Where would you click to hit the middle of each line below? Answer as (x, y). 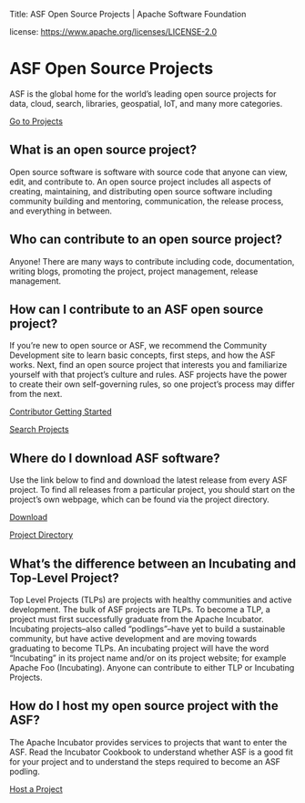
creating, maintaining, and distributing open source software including (141, 191)
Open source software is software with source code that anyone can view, (149, 172)
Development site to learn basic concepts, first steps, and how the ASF (142, 355)
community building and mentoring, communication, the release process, (147, 201)
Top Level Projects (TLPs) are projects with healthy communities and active (151, 600)
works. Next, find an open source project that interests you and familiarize (148, 365)
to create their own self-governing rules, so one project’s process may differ (152, 384)
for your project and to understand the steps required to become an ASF (145, 761)
